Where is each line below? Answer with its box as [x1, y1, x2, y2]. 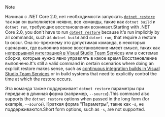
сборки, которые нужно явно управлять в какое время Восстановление [5, 55, 157, 61]
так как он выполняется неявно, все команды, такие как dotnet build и [5, 19, 156, 24]
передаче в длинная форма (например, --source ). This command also [5, 91, 150, 96]
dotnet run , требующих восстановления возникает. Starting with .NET [5, 24, 150, 30]
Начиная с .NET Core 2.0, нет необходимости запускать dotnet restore [5, 14, 155, 19]
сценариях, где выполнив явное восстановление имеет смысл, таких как [5, 45, 160, 50]
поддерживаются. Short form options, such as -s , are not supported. [5, 106, 145, 112]
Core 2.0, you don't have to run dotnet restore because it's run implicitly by [5, 29, 160, 35]
